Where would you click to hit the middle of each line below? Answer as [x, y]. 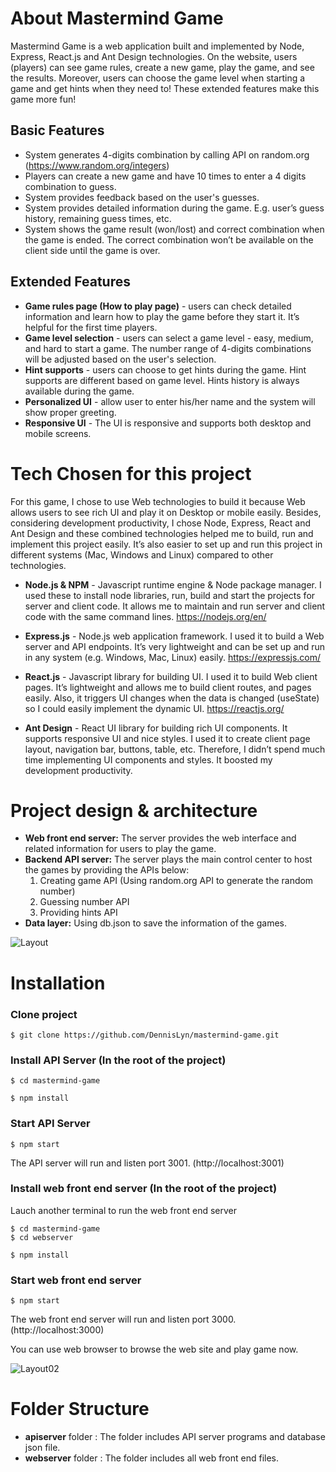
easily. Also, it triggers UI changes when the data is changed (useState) [172, 698]
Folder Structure [80, 1409]
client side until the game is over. [92, 250]
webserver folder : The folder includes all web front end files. [152, 1458]
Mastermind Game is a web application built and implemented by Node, [157, 46]
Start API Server [50, 1124]
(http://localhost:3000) [57, 1330]
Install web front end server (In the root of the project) [144, 1189]
